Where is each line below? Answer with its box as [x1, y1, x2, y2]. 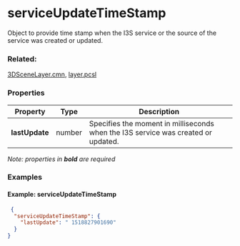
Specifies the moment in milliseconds [89, 118, 214, 128]
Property [14, 106, 46, 116]
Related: [7, 53, 37, 63]
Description [139, 106, 180, 116]
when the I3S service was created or [89, 127, 213, 137]
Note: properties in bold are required [7, 155, 116, 163]
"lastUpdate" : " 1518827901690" [20, 219, 116, 226]
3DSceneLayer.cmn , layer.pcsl [7, 70, 97, 79]
